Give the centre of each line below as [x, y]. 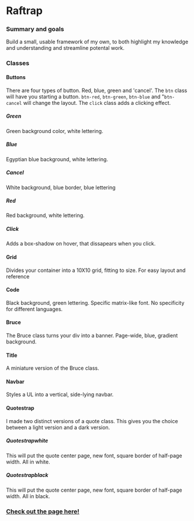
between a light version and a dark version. [58, 427]
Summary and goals [35, 29]
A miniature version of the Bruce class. [53, 368]
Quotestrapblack [27, 475]
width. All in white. [28, 462]
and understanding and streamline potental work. [65, 48]
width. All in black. [28, 496]
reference [18, 276]
